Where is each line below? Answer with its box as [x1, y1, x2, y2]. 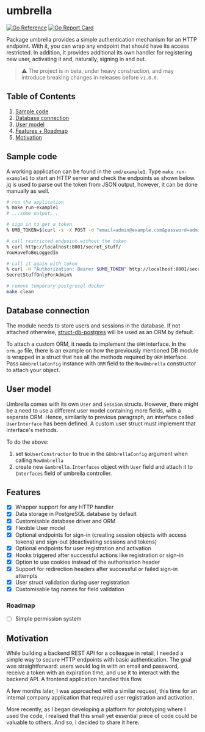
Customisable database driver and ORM [15, 517, 116, 525]
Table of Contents [6, 91, 76, 102]
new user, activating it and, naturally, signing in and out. [6, 55, 146, 62]
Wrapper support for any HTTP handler [15, 503, 114, 511]
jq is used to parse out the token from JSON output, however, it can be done [6, 181, 198, 188]
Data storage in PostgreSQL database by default [15, 510, 137, 518]
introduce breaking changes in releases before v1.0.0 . [21, 73, 159, 81]
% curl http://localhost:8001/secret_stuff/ [6, 244, 121, 250]
